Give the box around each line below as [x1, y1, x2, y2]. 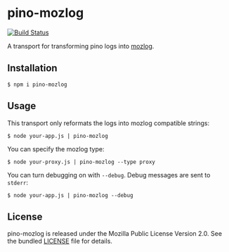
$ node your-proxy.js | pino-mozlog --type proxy [7, 158, 156, 165]
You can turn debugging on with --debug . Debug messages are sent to [7, 170, 211, 179]
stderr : [7, 178, 28, 187]
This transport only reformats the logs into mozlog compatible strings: [7, 118, 209, 127]
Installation [7, 62, 58, 75]
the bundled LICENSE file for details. [7, 237, 112, 246]
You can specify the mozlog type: [7, 144, 105, 153]
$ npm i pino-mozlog [7, 81, 68, 88]
